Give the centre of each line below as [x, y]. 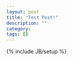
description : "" [27, 23]
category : [19, 29]
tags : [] [17, 34]
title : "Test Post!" [33, 18]
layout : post [23, 12]
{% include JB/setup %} [36, 51]
